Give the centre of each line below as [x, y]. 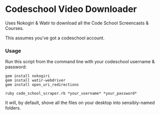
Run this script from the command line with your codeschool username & [80, 62]
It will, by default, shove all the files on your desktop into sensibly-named [80, 103]
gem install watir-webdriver [35, 81]
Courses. [14, 28]
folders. [13, 108]
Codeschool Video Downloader [71, 9]
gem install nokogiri [28, 76]
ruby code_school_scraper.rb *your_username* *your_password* [71, 94]
